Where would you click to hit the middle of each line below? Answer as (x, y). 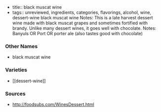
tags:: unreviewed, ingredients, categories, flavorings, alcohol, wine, (82, 12)
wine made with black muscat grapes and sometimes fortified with (80, 23)
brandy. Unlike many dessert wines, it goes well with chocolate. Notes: (84, 28)
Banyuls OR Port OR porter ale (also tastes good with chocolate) (78, 33)
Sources (15, 94)
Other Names (21, 46)
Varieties (16, 70)
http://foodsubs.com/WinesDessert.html (53, 104)
